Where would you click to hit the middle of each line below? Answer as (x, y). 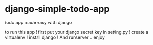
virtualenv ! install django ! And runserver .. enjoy (55, 37)
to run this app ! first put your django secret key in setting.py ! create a (77, 32)
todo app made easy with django (38, 22)
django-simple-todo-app (57, 9)
